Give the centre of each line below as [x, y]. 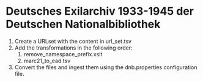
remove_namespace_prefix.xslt [63, 54]
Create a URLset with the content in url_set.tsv [73, 41]
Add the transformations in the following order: [73, 48]
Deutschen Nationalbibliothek [83, 24]
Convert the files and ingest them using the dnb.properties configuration [106, 67]
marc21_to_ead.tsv [47, 61]
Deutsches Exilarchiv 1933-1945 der [100, 11]
